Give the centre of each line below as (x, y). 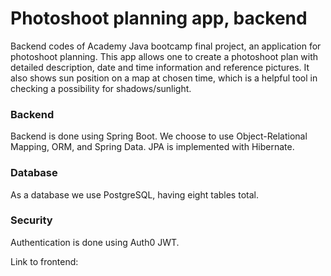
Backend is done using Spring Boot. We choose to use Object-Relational (159, 136)
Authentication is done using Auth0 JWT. (95, 242)
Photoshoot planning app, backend (159, 18)
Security (31, 220)
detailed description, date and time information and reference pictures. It (160, 67)
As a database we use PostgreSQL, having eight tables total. (134, 194)
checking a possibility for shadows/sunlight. (101, 88)
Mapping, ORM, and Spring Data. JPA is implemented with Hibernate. (152, 147)
